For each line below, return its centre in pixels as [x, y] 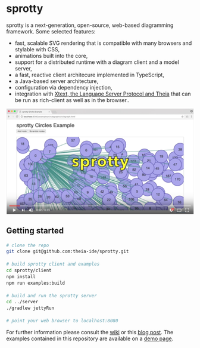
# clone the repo [28, 245]
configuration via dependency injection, [63, 87]
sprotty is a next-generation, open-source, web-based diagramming [90, 25]
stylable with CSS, [37, 49]
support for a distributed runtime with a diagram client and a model [97, 62]
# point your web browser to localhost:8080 [62, 321]
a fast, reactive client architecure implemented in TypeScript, [90, 75]
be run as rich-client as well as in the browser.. [72, 100]
